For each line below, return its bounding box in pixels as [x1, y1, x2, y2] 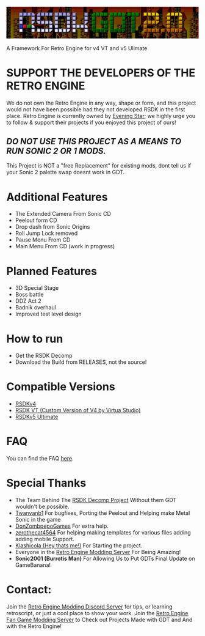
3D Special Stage [15, 284, 59, 292]
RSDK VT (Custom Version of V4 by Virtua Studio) [15, 407, 141, 414]
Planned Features [6, 264, 98, 278]
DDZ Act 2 [15, 297, 41, 305]
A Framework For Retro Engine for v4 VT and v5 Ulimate [6, 44, 148, 52]
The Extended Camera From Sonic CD [15, 210, 112, 218]
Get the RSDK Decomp [15, 352, 73, 360]
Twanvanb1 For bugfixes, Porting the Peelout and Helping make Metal [15, 509, 190, 517]
